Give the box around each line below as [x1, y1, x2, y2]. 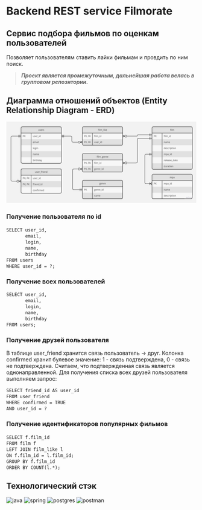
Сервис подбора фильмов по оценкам [6, 28, 159, 39]
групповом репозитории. [21, 79, 89, 85]
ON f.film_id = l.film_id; [6, 452, 74, 459]
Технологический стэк [6, 480, 96, 491]
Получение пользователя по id [6, 213, 101, 221]
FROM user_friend [6, 394, 50, 400]
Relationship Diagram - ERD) [6, 105, 115, 115]
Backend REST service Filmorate [6, 4, 173, 18]
